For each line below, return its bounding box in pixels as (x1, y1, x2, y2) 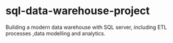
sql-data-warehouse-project (5, 4, 150, 18)
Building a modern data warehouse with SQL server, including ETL (5, 24, 167, 31)
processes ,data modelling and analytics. (5, 29, 106, 37)
